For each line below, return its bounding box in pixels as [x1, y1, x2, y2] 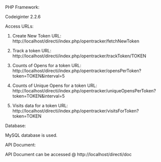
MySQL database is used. [5, 132, 58, 138]
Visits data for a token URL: [12, 103, 68, 108]
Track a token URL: [12, 48, 52, 53]
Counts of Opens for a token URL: [12, 63, 82, 68]
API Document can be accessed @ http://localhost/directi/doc [5, 152, 132, 157]
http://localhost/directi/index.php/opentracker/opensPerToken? [12, 68, 142, 74]
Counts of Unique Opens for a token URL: [12, 82, 98, 88]
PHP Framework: [5, 4, 40, 10]
